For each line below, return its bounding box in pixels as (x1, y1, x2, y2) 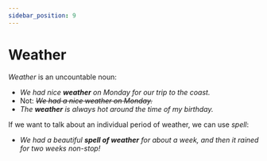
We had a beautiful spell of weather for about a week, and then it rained (19, 135, 259, 144)
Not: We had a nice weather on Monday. (19, 96, 153, 105)
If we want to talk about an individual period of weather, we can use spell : (8, 120, 250, 129)
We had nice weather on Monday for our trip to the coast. (19, 87, 211, 97)
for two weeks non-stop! (19, 144, 101, 153)
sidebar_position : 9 (8, 11, 77, 20)
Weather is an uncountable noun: (8, 72, 117, 82)
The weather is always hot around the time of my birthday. (19, 104, 214, 113)
